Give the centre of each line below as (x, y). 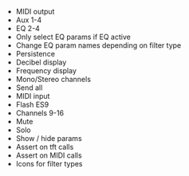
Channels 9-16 (40, 113)
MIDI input (33, 96)
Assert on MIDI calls (49, 155)
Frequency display (46, 70)
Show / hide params (49, 138)
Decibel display (41, 62)
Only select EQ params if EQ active (73, 37)
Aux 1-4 (29, 20)
